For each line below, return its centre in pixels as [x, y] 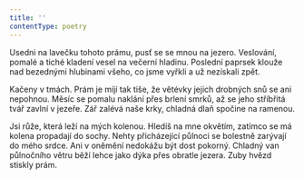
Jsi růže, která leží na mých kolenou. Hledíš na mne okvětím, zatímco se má [151, 126]
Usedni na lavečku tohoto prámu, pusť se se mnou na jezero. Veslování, [143, 52]
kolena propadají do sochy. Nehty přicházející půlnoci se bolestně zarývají [148, 135]
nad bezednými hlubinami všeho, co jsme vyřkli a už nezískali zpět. [135, 71]
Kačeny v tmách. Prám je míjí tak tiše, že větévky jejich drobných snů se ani [151, 89]
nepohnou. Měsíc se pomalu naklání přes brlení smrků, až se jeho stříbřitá [147, 99]
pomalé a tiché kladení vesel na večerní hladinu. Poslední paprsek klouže [146, 62]
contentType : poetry [49, 26]
